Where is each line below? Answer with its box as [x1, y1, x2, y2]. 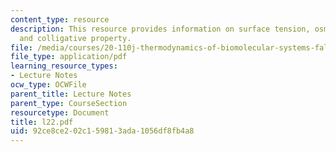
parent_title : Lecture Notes [10, 89, 132, 99]
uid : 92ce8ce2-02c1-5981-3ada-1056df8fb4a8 [10, 126, 195, 136]
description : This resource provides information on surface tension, [10, 24, 311, 34]
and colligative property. [19, 33, 132, 43]
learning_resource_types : [10, 61, 118, 71]
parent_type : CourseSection [10, 98, 128, 108]
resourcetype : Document [10, 107, 110, 118]
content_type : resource [10, 14, 110, 25]
